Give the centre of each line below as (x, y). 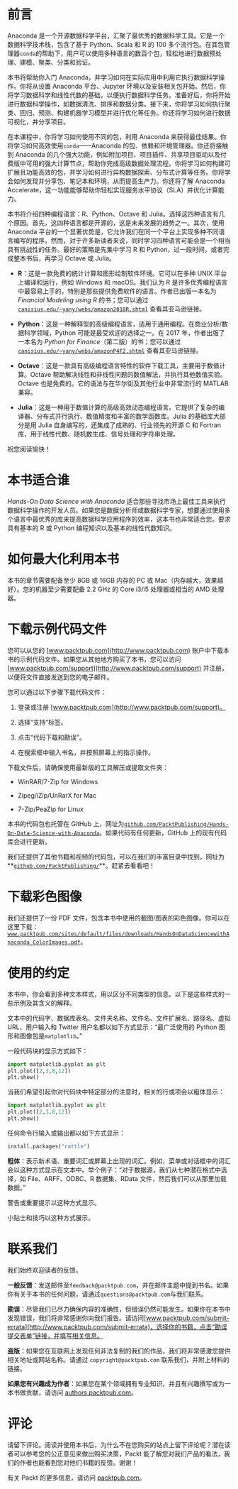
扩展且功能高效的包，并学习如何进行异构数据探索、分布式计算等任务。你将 (116, 172)
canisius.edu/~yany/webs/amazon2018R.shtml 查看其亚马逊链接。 (112, 309)
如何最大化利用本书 (63, 560)
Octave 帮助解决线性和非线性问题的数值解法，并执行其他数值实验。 (128, 374)
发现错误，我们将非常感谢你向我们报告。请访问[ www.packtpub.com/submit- (119, 1318)
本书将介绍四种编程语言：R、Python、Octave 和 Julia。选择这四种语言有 (113, 214)
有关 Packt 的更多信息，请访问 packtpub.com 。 (76, 1478)
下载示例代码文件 (57, 630)
